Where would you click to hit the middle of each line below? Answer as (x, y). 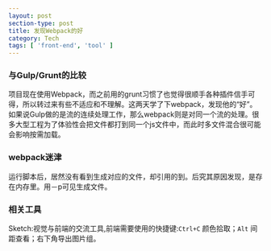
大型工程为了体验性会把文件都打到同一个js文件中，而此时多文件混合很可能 (138, 125)
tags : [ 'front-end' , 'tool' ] (61, 46)
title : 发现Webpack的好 (46, 31)
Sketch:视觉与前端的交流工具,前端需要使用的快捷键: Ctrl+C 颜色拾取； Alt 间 (133, 228)
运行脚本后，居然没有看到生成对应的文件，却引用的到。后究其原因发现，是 (132, 176)
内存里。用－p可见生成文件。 (63, 187)
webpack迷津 (35, 158)
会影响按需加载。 (37, 134)
